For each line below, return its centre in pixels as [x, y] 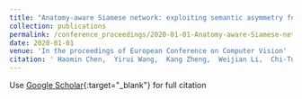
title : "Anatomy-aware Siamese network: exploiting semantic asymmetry [146, 18]
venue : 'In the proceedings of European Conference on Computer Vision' [148, 51]
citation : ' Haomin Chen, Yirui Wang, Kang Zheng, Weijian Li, [136, 59]
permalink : [30, 34]
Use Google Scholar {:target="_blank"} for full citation [108, 85]
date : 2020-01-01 [42, 43]
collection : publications [58, 26]
